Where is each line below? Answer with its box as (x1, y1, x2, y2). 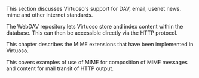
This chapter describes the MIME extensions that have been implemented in (6, 41, 194, 48)
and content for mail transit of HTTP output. (6, 65, 114, 72)
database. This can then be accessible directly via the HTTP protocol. (6, 29, 178, 36)
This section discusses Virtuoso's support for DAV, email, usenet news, (6, 5, 182, 12)
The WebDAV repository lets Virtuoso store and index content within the (6, 23, 183, 30)
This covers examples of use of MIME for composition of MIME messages (6, 59, 188, 65)
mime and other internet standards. (6, 11, 93, 18)
